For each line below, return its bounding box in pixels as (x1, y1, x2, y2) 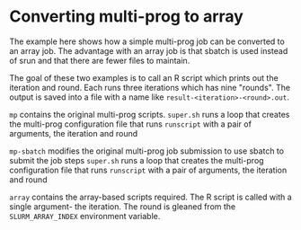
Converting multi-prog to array (9, 6, 244, 27)
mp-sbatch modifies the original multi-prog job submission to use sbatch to (9, 146, 285, 156)
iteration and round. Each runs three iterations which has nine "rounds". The (9, 82, 290, 93)
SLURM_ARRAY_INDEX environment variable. (9, 210, 161, 221)
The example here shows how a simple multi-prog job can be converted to (9, 36, 285, 47)
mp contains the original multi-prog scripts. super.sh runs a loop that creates (9, 109, 290, 119)
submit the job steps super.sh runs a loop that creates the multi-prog (9, 155, 264, 165)
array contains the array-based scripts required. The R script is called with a (9, 191, 292, 202)
